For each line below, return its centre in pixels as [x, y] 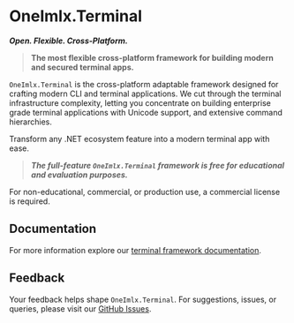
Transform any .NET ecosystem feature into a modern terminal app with [139, 139]
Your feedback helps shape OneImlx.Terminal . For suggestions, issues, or [143, 299]
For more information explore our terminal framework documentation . [136, 250]
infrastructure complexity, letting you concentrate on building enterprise [140, 102]
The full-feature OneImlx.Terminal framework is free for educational [158, 165]
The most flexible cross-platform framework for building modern [152, 57]
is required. [30, 201]
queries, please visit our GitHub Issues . [80, 308]
